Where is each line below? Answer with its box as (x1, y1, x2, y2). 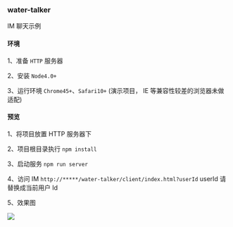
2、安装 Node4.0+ (7, 71, 57, 80)
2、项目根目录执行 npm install (7, 145, 97, 153)
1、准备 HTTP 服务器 (7, 56, 63, 65)
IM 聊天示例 (7, 22, 42, 30)
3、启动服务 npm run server (7, 159, 88, 168)
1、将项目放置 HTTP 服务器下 (7, 129, 92, 138)
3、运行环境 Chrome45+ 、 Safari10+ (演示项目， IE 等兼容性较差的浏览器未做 (7, 86, 225, 94)
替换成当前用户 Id (7, 183, 58, 192)
